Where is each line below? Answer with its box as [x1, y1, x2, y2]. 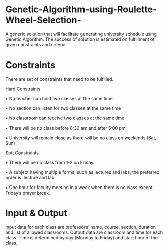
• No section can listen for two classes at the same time [5, 105, 121, 111]
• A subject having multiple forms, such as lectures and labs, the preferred [5, 169, 160, 175]
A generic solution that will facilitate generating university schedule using [5, 31, 157, 37]
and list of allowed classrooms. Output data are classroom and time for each [5, 229, 163, 235]
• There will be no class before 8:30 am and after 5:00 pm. [5, 124, 127, 131]
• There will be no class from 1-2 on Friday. [5, 159, 95, 165]
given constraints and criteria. [5, 41, 67, 47]
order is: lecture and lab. [5, 174, 56, 180]
